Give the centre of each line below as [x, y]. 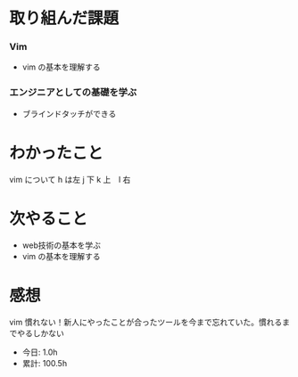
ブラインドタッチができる [69, 113]
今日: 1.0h [40, 352]
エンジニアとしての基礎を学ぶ [73, 93]
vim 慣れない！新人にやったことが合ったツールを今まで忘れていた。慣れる [146, 322]
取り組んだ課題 [64, 18]
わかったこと [57, 153]
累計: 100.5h [45, 363]
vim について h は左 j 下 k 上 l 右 [70, 179]
